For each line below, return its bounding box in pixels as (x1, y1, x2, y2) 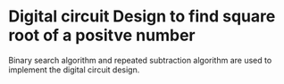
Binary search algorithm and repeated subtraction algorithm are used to (8, 55, 272, 65)
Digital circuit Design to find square (8, 6, 276, 27)
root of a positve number (8, 25, 196, 46)
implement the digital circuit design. (8, 64, 140, 75)
